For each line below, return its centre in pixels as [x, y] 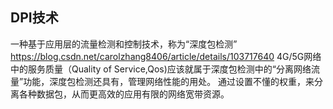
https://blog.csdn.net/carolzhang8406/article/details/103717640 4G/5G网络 [166, 56]
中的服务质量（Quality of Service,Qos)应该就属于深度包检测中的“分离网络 [161, 69]
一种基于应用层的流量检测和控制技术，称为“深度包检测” [124, 44]
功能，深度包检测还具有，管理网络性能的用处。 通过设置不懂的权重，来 [169, 81]
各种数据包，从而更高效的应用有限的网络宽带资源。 [124, 94]
